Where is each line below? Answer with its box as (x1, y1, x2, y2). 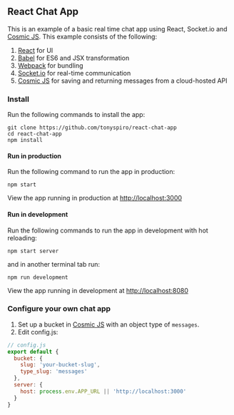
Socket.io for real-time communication (17, 68, 131, 77)
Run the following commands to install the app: (7, 111, 146, 119)
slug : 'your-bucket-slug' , (20, 362, 101, 369)
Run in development (7, 210, 68, 218)
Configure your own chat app (7, 304, 111, 314)
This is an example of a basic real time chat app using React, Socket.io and (7, 24, 228, 33)
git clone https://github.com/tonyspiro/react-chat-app (7, 124, 177, 131)
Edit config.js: (17, 327, 58, 336)
